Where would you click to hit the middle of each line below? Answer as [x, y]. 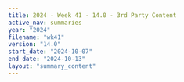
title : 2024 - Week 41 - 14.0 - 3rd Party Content [92, 15]
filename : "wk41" [36, 37]
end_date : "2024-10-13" [47, 59]
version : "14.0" [34, 45]
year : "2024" [29, 30]
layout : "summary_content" [52, 66]
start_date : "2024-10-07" [50, 52]
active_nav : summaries [45, 23]
